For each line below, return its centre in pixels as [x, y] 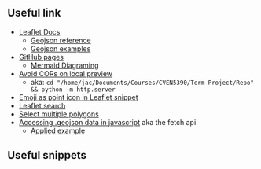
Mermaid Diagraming [64, 65]
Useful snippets [47, 155]
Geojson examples [61, 48]
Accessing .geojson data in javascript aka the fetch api [107, 122]
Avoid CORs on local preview [66, 73]
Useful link [34, 13]
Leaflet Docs [39, 31]
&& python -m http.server [73, 90]
